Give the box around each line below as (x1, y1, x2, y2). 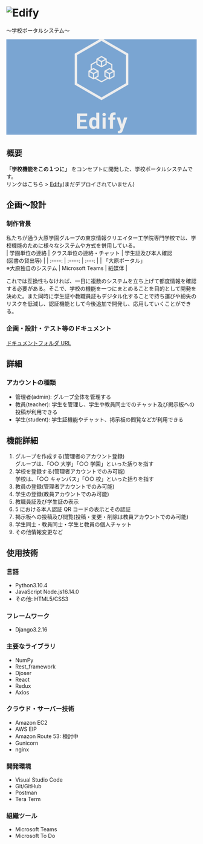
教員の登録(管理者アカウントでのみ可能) (14, 483, 115, 490)
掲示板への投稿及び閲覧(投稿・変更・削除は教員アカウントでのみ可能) (14, 513, 189, 521)
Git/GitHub (14, 783, 42, 790)
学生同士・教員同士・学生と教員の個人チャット (14, 521, 132, 528)
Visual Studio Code (14, 776, 63, 783)
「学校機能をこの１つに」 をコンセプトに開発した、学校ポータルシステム (6, 165, 188, 173)
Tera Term (14, 796, 41, 803)
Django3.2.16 (14, 626, 48, 633)
